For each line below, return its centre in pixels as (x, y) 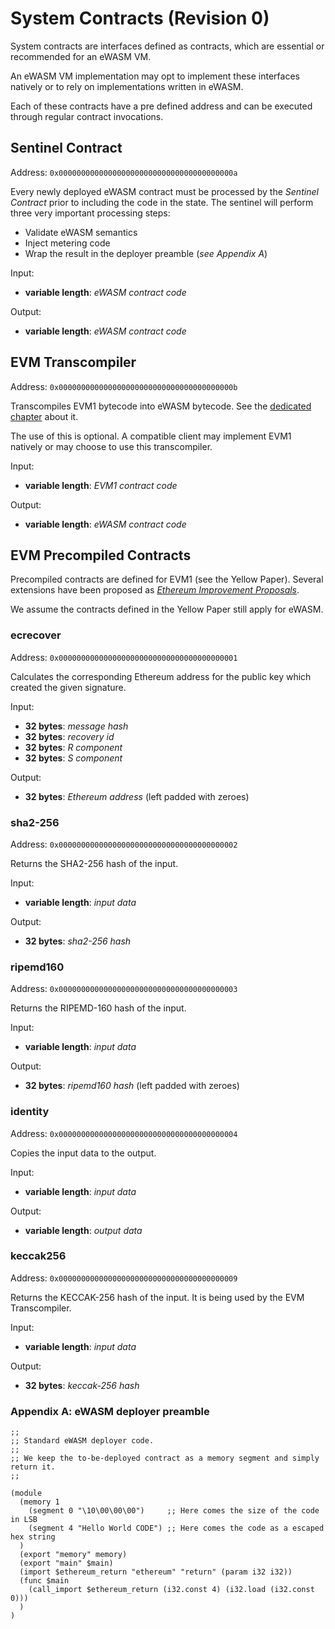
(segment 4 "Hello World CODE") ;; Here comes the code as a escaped (176, 1528)
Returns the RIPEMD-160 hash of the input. (98, 1008)
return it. (33, 1467)
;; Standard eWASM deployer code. (82, 1441)
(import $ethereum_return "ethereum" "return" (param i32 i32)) (156, 1572)
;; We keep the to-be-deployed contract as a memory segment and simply (165, 1458)
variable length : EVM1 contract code (101, 485)
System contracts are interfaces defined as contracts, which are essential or (167, 46)
